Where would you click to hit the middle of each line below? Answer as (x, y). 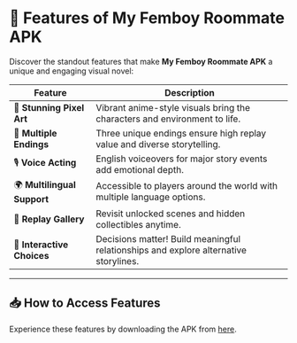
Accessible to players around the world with (187, 186)
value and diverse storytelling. (158, 144)
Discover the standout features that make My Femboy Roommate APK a (141, 61)
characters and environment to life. (168, 119)
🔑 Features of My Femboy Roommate (147, 18)
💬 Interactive (41, 245)
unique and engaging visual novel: (72, 71)
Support (31, 199)
